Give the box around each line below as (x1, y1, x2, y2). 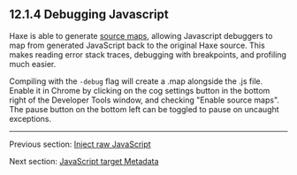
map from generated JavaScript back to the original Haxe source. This (9, 40, 265, 50)
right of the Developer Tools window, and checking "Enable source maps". (9, 95, 280, 105)
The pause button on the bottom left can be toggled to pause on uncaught (9, 103, 280, 114)
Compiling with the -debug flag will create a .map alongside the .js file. (9, 75, 263, 87)
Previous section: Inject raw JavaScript (9, 139, 152, 149)
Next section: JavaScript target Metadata (9, 156, 159, 166)
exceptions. (9, 113, 51, 124)
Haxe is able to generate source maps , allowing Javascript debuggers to (9, 30, 273, 41)
